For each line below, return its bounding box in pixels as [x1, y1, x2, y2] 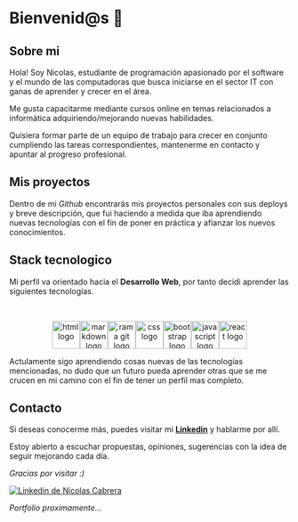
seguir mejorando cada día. [9, 451, 109, 461]
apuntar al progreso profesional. [9, 149, 127, 159]
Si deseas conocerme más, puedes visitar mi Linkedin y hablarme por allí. [9, 424, 280, 435]
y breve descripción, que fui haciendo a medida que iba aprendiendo [9, 208, 262, 218]
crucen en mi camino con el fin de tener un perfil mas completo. [9, 374, 245, 386]
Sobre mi [9, 44, 60, 59]
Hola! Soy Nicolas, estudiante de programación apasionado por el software [9, 67, 285, 77]
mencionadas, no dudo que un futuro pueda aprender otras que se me [9, 365, 268, 376]
